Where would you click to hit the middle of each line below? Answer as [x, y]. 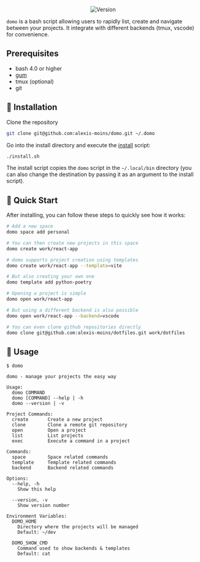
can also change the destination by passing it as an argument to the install [100, 174]
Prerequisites [33, 54]
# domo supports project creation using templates [72, 260]
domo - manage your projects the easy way [61, 377]
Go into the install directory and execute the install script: [79, 145]
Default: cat [34, 554]
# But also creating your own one [51, 277]
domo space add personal [38, 232]
